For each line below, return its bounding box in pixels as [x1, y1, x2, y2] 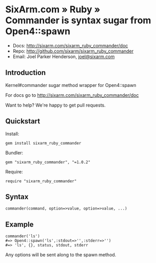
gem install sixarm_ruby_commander [5, 141, 82, 146]
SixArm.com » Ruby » [5, 4, 101, 15]
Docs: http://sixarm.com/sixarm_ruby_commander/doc [12, 42, 128, 48]
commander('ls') [5, 234, 40, 239]
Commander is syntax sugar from [5, 14, 151, 26]
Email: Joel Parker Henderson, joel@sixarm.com [12, 53, 115, 60]
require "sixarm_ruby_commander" [5, 179, 77, 184]
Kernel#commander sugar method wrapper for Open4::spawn [5, 82, 136, 88]
